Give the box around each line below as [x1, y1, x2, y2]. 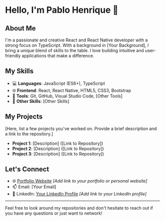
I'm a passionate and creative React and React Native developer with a [5, 37, 148, 43]
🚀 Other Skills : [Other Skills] [12, 98, 70, 104]
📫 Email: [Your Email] [12, 184, 56, 190]
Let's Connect [5, 165, 49, 174]
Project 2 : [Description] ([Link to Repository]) [12, 145, 104, 152]
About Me [5, 24, 36, 32]
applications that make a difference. [22, 53, 94, 59]
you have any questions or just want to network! [5, 210, 103, 216]
